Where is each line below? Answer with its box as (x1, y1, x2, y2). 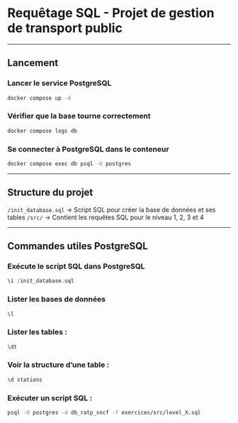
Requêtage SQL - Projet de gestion (7, 5, 215, 21)
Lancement (7, 57, 59, 69)
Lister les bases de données (7, 295, 106, 304)
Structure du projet (7, 187, 93, 199)
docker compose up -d (7, 94, 72, 101)
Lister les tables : (7, 327, 67, 337)
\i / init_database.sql (7, 278, 74, 285)
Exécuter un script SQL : (7, 392, 93, 402)
